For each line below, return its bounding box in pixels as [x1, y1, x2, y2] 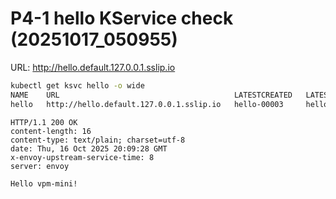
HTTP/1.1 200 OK [10, 117, 78, 127]
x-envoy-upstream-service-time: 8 [10, 152, 155, 162]
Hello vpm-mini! [10, 178, 78, 189]
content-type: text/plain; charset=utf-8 [10, 135, 186, 145]
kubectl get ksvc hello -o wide [10, 80, 145, 91]
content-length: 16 [10, 126, 92, 136]
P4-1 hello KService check [10, 7, 234, 30]
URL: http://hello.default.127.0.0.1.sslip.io [10, 61, 176, 73]
